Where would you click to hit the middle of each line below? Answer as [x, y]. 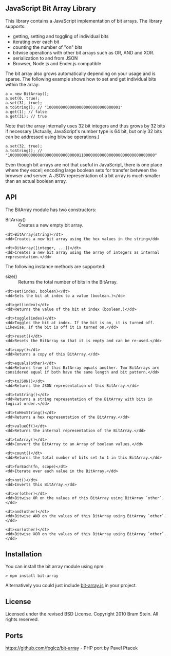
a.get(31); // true [26, 116]
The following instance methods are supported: [55, 266]
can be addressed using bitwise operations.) [52, 137]
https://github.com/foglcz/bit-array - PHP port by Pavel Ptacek [72, 648]
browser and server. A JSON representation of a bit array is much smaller [83, 175]
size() [11, 276]
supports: [15, 26]
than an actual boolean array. [36, 181]
